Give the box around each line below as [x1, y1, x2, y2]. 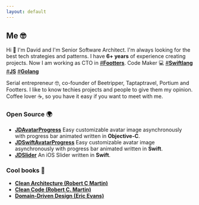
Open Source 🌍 [6, 111, 52, 119]
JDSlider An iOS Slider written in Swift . [14, 151, 111, 158]
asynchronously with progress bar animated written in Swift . [14, 145, 163, 152]
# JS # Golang [6, 68, 39, 75]
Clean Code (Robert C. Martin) [14, 186, 91, 193]
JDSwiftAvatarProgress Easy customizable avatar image [14, 138, 156, 146]
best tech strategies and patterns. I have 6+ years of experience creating [6, 53, 186, 60]
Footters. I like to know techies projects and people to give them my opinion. [6, 86, 193, 93]
